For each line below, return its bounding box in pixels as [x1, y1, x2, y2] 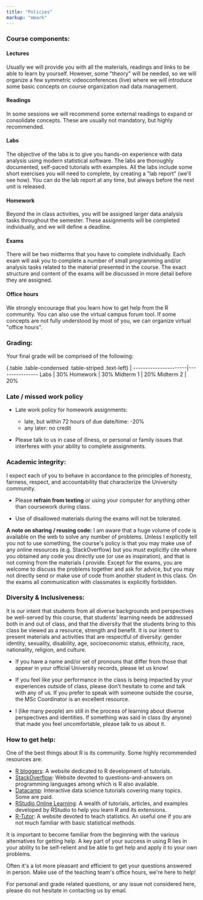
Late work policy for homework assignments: [15, 406, 128, 414]
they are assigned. [6, 276, 53, 284]
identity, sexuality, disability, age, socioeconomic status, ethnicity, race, [6, 640, 185, 647]
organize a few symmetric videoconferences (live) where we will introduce [6, 76, 193, 83]
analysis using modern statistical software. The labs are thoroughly [6, 157, 174, 164]
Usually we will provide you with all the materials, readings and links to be [6, 63, 190, 71]
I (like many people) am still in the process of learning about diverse [15, 707, 185, 714]
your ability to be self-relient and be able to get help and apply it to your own [6, 844, 198, 851]
